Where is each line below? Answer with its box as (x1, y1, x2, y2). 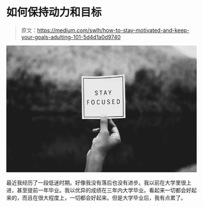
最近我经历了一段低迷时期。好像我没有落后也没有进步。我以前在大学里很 (6, 179, 186, 186)
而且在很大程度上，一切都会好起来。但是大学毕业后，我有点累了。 (22, 194, 186, 201)
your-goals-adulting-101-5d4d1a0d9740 (21, 33, 121, 40)
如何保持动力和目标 (6, 5, 102, 19)
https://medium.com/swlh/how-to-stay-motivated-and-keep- (37, 27, 190, 34)
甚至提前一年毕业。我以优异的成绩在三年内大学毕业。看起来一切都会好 (16, 186, 192, 194)
